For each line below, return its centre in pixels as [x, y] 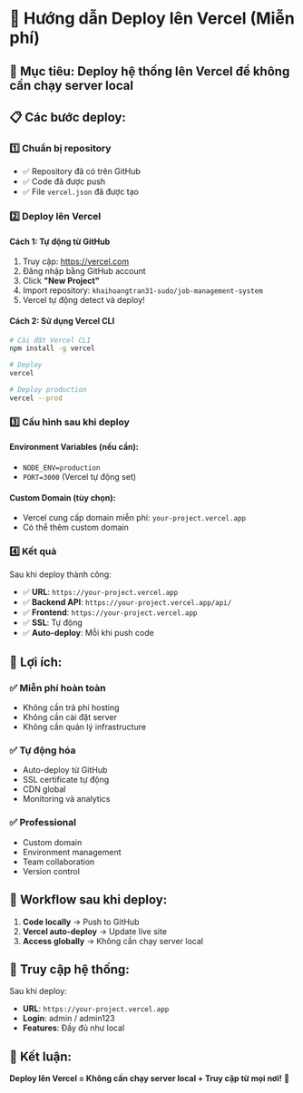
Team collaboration [59, 862]
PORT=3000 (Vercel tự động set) [79, 476]
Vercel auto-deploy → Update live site [95, 931]
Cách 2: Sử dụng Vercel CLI [62, 320]
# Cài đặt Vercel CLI [50, 340]
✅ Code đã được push [64, 181]
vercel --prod [36, 398]
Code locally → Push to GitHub [81, 922]
